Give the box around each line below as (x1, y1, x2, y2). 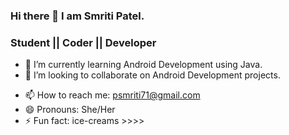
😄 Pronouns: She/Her (24, 104, 116, 116)
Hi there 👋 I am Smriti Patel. (10, 9, 145, 23)
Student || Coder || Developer (10, 35, 157, 49)
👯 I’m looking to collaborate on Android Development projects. (24, 69, 281, 81)
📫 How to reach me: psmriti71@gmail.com (24, 89, 201, 101)
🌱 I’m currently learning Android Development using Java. (24, 59, 263, 71)
